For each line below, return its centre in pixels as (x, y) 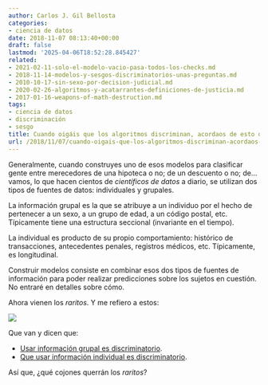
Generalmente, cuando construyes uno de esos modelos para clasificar (126, 164)
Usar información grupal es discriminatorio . (91, 348)
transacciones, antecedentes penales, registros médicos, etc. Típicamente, (132, 246)
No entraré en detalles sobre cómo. (67, 287)
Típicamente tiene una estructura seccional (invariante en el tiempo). (121, 222)
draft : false (30, 45)
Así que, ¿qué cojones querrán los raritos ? (78, 372)
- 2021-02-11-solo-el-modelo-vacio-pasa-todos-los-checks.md (112, 68)
